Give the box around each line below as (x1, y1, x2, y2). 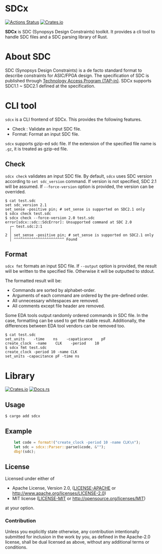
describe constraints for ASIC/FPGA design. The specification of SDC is (5, 72, 149, 79)
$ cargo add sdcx (5, 414, 40, 419)
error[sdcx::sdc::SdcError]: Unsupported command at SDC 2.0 (5, 219, 132, 225)
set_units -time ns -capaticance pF (5, 337, 106, 342)
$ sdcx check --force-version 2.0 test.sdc (5, 215, 95, 220)
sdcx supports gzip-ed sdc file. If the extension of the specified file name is (5, 140, 156, 146)
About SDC (5, 51, 51, 62)
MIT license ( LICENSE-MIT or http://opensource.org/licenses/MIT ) (12, 496, 146, 501)
